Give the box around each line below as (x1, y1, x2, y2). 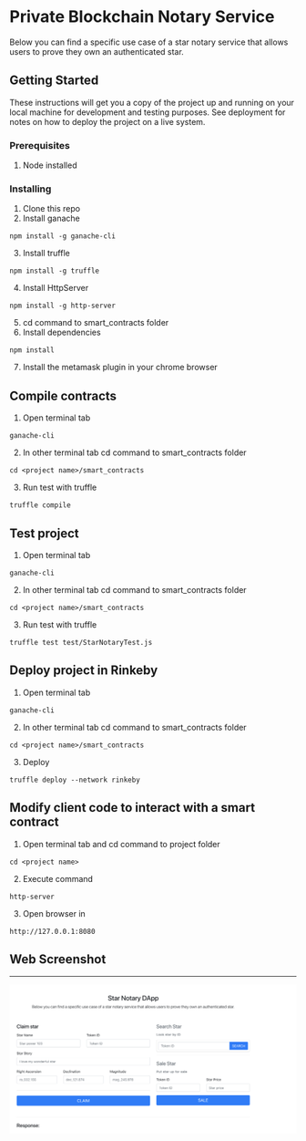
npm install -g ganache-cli (9, 232, 117, 241)
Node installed (22, 160, 77, 171)
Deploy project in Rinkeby (9, 663, 158, 679)
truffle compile (9, 501, 71, 510)
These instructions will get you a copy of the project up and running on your (9, 97, 294, 108)
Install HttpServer (22, 283, 89, 294)
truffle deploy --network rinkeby (9, 775, 141, 784)
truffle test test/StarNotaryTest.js (9, 638, 153, 647)
